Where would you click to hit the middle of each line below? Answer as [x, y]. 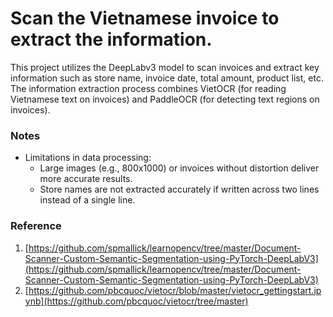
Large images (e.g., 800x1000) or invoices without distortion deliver [179, 168]
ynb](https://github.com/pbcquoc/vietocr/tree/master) [136, 301]
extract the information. [111, 39]
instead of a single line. [87, 200]
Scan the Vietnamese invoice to [145, 18]
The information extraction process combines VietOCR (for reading [148, 88]
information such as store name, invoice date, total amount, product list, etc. [167, 78]
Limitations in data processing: [88, 158]
